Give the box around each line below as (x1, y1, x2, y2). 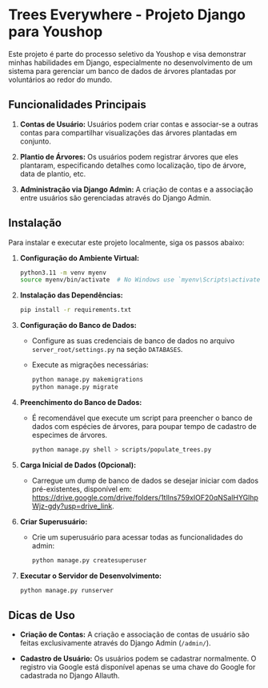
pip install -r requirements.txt (19, 306, 132, 314)
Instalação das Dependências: (19, 290, 123, 300)
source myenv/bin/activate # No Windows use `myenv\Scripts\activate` (19, 276, 264, 284)
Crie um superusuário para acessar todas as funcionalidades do (31, 532, 243, 542)
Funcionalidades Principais (8, 98, 146, 111)
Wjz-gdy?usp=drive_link (31, 501, 113, 511)
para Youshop (8, 22, 103, 41)
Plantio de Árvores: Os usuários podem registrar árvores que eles (19, 152, 238, 161)
